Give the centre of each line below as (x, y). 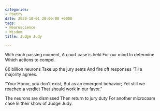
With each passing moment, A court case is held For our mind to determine (80, 54)
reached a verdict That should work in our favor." (54, 89)
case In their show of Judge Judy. (39, 103)
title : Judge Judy (23, 37)
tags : (10, 23)
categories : (17, 9)
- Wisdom (14, 32)
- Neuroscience (20, 28)
